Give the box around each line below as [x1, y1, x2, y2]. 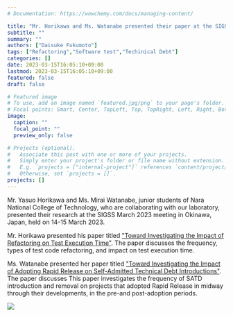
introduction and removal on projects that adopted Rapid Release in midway [7, 282, 224, 290]
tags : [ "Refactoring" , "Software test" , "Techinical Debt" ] [7, 49, 178, 55]
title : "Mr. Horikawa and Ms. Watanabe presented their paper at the [7, 22, 213, 30]
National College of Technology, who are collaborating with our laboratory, [7, 203, 221, 212]
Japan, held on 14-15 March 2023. [7, 218, 105, 226]
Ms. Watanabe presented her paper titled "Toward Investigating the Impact [7, 259, 221, 268]
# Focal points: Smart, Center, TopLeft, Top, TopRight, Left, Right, [7, 106, 216, 113]
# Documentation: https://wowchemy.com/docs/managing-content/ [7, 10, 194, 17]
